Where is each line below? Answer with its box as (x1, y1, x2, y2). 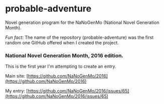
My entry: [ (5, 88, 28, 94)
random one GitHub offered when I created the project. (5, 39, 119, 45)
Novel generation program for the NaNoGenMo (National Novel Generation (5, 19, 159, 25)
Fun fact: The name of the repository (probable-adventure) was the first (5, 34, 154, 40)
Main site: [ (5, 73, 29, 79)
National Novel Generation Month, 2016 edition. (5, 52, 124, 59)
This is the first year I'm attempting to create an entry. (5, 63, 116, 70)
